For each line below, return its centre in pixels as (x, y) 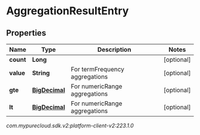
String (41, 73)
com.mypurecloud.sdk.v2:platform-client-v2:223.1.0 (70, 125)
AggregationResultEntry (68, 11)
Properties (26, 33)
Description (114, 50)
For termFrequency (98, 69)
